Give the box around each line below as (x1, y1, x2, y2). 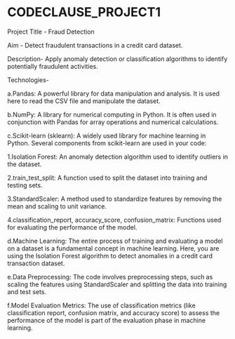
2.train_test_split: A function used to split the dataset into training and (7, 173, 208, 182)
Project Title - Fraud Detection (7, 27, 95, 36)
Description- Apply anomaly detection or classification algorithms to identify (7, 54, 228, 63)
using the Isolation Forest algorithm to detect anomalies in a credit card (7, 251, 213, 260)
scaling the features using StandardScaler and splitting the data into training (7, 280, 227, 288)
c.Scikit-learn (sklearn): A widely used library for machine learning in (7, 131, 206, 140)
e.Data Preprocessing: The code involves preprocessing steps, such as (7, 272, 213, 281)
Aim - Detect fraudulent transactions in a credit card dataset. (7, 41, 183, 49)
